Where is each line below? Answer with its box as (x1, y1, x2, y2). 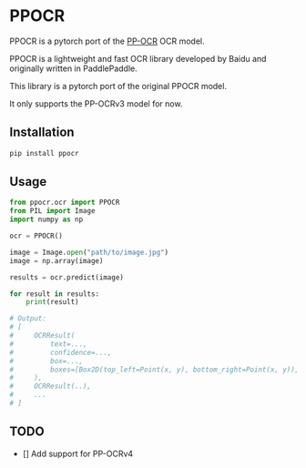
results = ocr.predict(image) (9, 272, 125, 282)
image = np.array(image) (9, 256, 104, 265)
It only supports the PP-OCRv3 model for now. (9, 97, 183, 109)
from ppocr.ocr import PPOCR (9, 198, 120, 208)
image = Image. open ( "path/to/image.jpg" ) (9, 248, 169, 257)
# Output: (9, 314, 47, 323)
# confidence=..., (9, 348, 112, 357)
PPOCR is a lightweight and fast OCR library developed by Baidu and (9, 53, 267, 64)
